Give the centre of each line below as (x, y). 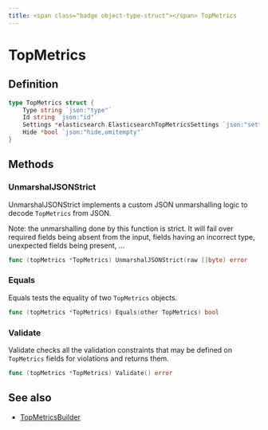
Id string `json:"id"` (60, 117)
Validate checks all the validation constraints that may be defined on (120, 350)
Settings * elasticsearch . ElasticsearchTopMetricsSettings (121, 125)
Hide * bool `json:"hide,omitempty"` (84, 132)
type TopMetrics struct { (51, 103)
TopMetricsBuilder (50, 417)
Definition (33, 84)
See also (30, 398)
